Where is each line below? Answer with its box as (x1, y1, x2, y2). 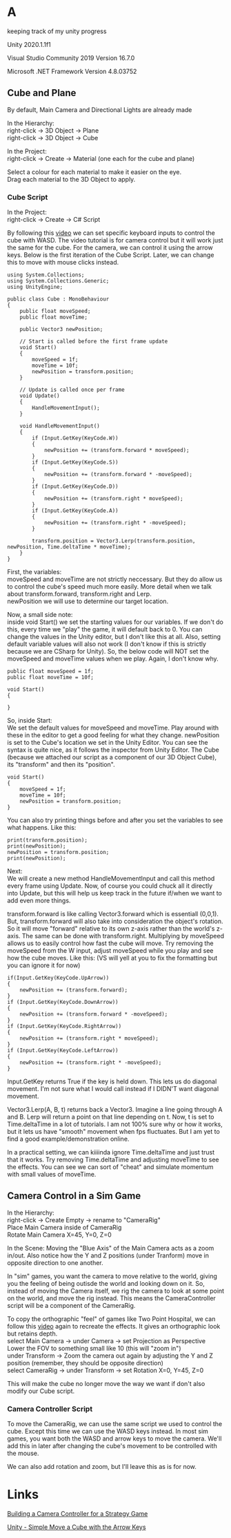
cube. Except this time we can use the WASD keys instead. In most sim (7, 1427, 209, 1436)
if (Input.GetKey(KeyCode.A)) (32, 507, 119, 515)
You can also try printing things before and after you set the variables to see (7, 816, 223, 824)
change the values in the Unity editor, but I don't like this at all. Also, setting (7, 633, 221, 641)
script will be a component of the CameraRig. (7, 1301, 136, 1309)
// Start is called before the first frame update (19, 338, 168, 345)
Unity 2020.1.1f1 (7, 40, 52, 48)
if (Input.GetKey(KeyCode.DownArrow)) (7, 999, 119, 1006)
